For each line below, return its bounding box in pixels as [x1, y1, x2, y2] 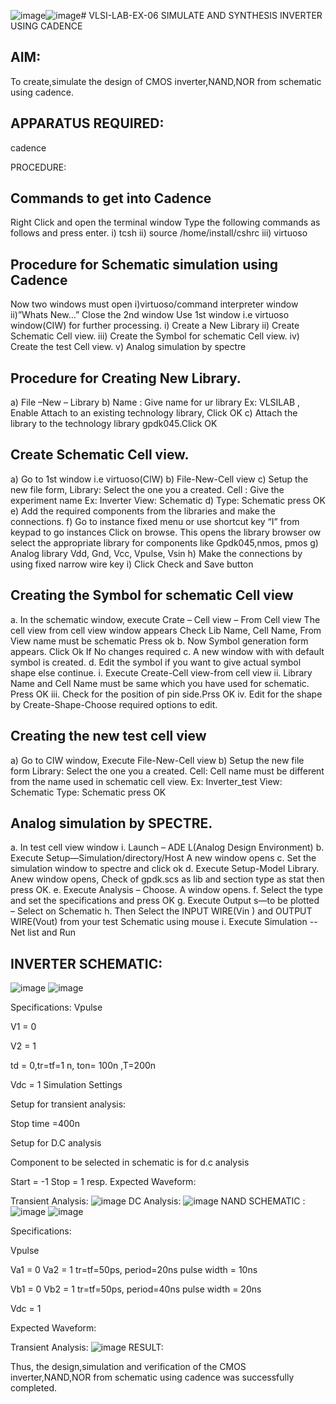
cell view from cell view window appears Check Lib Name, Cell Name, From [10, 624, 322, 636]
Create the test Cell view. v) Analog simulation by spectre [10, 341, 247, 353]
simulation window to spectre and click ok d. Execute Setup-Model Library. [10, 863, 320, 875]
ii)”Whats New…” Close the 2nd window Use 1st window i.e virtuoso [10, 309, 290, 321]
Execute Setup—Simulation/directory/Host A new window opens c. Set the [10, 852, 317, 864]
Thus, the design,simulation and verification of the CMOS [10, 1361, 247, 1373]
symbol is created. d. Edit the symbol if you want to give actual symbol [10, 656, 302, 668]
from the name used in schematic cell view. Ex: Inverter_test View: [10, 775, 283, 787]
